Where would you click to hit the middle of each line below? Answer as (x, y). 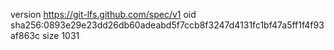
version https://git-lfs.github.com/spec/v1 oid (103, 14)
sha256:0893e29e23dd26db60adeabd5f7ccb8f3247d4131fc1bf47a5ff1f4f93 (167, 25)
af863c (25, 35)
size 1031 (60, 35)
